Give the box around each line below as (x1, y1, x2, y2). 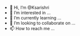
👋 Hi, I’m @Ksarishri (9, 5, 49, 10)
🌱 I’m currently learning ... (9, 15, 62, 20)
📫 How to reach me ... (9, 26, 55, 31)
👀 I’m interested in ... (9, 10, 51, 16)
